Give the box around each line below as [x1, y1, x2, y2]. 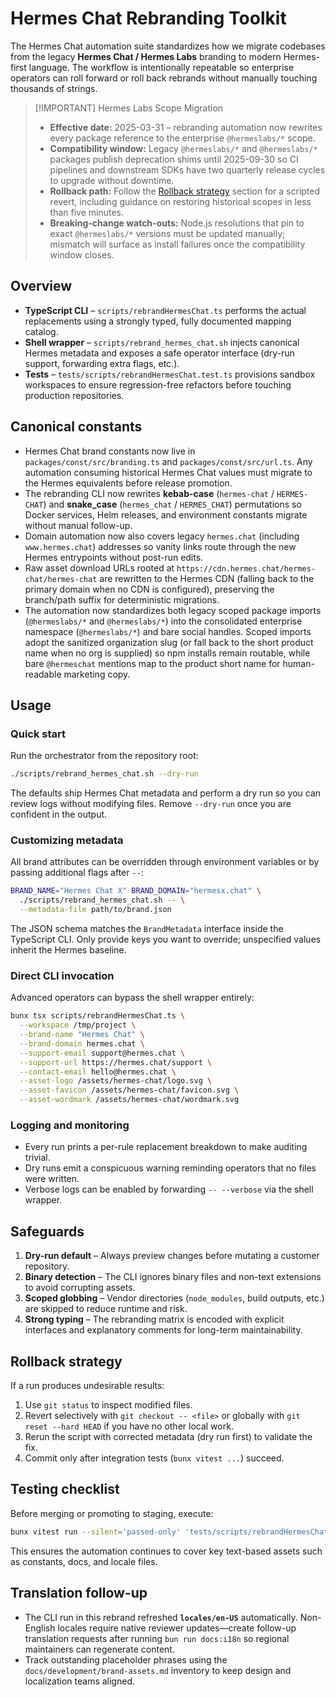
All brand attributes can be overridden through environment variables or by [10, 856, 320, 868]
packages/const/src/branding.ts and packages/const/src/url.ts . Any [24, 455, 313, 467]
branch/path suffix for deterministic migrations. [24, 593, 220, 606]
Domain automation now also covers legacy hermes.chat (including [24, 530, 300, 542]
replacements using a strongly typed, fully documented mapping [24, 315, 292, 327]
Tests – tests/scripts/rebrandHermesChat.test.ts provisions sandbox [24, 368, 316, 380]
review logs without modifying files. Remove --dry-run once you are [10, 798, 292, 810]
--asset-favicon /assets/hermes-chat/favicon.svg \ [19, 1085, 240, 1096]
